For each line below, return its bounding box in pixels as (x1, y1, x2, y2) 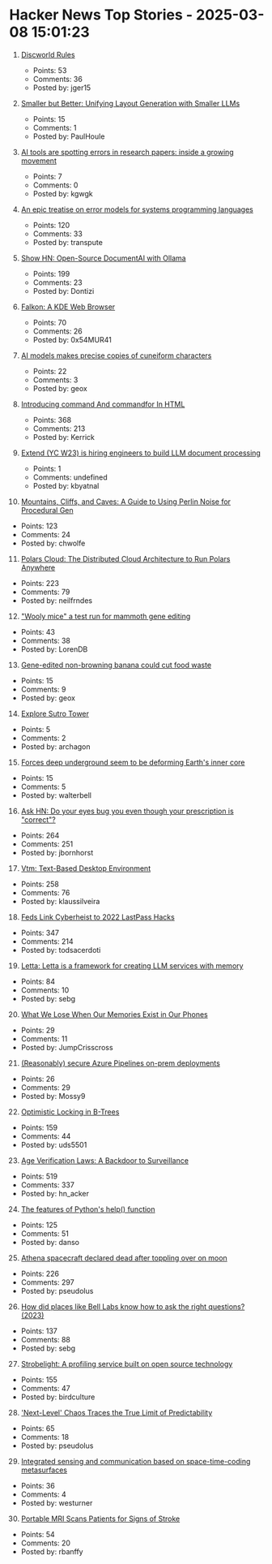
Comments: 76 (20, 887, 70, 898)
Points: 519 (20, 1171, 58, 1181)
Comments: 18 (20, 1432, 70, 1441)
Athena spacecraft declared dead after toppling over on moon (20, 1252, 227, 1263)
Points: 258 (20, 879, 60, 889)
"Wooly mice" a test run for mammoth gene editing (20, 611, 191, 621)
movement (20, 156, 57, 166)
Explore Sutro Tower (20, 709, 90, 718)
